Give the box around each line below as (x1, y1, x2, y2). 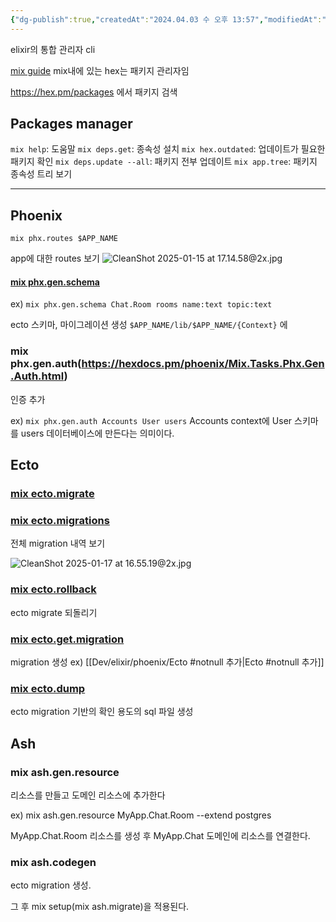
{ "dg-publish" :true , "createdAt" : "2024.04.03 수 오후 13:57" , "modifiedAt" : (10, 14, 323, 25)
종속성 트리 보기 (10, 168, 73, 180)
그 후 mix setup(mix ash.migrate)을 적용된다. (10, 901, 190, 913)
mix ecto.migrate (10, 487, 95, 501)
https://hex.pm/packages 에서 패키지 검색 (10, 86, 178, 98)
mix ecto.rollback (10, 582, 97, 596)
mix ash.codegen (10, 855, 97, 869)
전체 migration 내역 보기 (10, 537, 106, 550)
